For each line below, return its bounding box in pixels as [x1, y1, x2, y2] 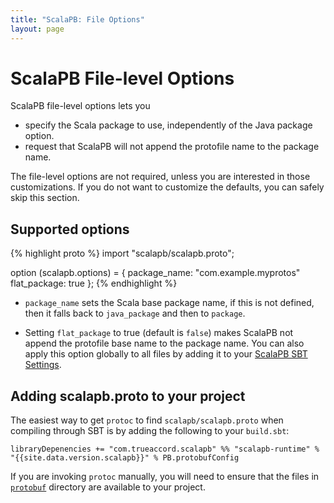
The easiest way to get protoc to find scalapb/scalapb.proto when [10, 414, 284, 426]
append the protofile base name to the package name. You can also [24, 337, 305, 350]
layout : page [10, 24, 65, 34]
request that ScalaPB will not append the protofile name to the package [24, 141, 320, 153]
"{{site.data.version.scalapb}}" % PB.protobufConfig [10, 453, 240, 463]
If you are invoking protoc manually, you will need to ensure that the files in [10, 471, 320, 483]
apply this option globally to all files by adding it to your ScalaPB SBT [24, 348, 308, 360]
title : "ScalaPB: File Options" [10, 14, 145, 25]
